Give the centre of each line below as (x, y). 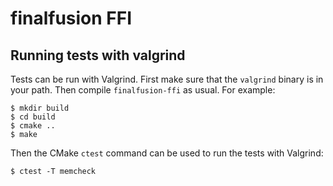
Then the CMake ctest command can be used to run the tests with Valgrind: (167, 153)
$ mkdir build (40, 108)
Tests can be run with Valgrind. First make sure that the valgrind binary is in (167, 79)
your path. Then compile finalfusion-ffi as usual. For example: (143, 90)
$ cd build (33, 117)
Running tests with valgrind (98, 55)
